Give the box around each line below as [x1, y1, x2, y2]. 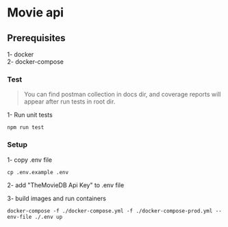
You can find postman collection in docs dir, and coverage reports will [23, 91, 221, 99]
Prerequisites [7, 32, 66, 44]
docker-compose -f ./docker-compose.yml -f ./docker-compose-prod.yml [7, 207, 213, 214]
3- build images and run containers [7, 194, 106, 202]
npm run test [7, 124, 45, 131]
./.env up [34, 213, 63, 220]
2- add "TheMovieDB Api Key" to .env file [7, 180, 125, 189]
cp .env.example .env [7, 169, 69, 176]
